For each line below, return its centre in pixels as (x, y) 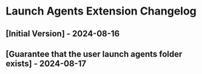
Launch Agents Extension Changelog (101, 11)
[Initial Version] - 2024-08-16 (63, 34)
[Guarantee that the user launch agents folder (94, 54)
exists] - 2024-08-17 (46, 63)
